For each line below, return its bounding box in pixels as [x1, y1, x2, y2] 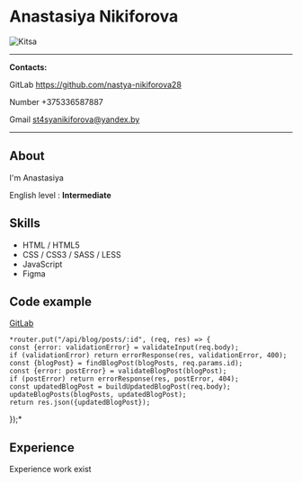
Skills [9, 215, 40, 231]
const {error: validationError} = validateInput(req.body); [9, 343, 240, 352]
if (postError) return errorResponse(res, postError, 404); [9, 374, 240, 383]
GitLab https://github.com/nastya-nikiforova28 [9, 79, 182, 90]
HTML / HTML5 [22, 240, 81, 250]
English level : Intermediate [9, 189, 111, 200]
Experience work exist [9, 464, 92, 475]
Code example [9, 294, 93, 309]
